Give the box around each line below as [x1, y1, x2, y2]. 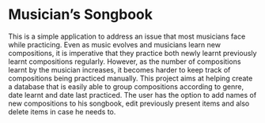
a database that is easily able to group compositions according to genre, [8, 81, 244, 91]
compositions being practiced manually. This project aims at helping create [8, 73, 253, 83]
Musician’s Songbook [8, 6, 153, 24]
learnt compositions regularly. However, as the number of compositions [8, 57, 241, 66]
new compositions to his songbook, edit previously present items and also [8, 99, 250, 108]
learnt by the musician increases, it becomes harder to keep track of [8, 65, 231, 74]
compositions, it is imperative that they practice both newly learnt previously [8, 48, 257, 58]
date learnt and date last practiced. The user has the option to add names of [8, 90, 257, 99]
